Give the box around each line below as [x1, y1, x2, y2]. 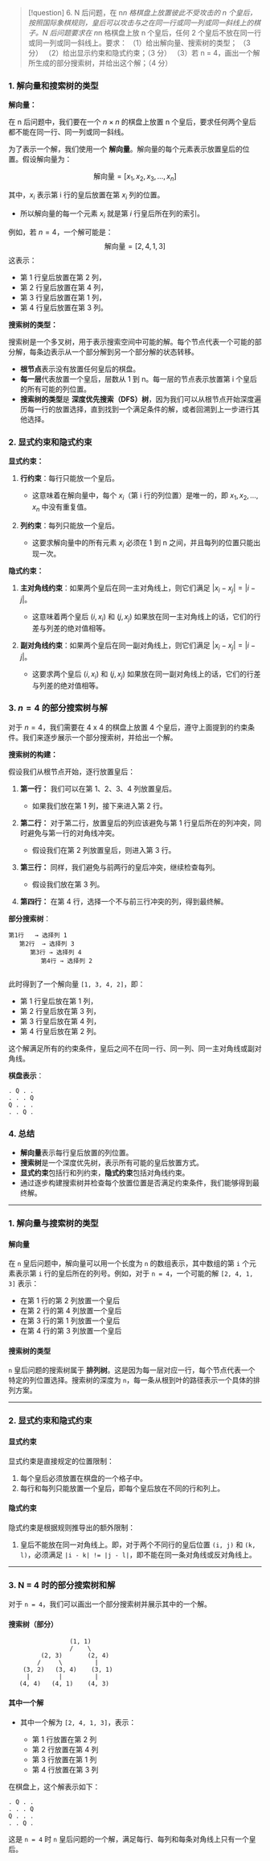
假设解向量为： [22, 155, 72, 164]
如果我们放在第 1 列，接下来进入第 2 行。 [31, 800, 167, 810]
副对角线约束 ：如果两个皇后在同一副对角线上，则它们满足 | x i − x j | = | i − [19, 640, 256, 651]
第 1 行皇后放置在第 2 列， [19, 272, 106, 282]
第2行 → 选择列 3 [18, 940, 75, 948]
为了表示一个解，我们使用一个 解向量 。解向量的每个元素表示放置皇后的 [8, 144, 243, 154]
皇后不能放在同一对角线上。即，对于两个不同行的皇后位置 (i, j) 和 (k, [19, 1540, 256, 1549]
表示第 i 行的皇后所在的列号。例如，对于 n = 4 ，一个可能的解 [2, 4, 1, [14, 1268, 254, 1279]
